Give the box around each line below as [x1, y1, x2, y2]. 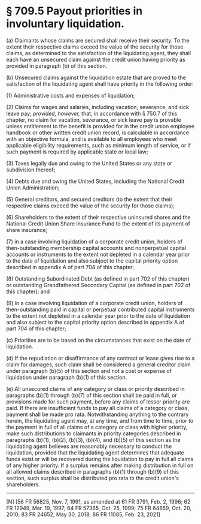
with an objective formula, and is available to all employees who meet [6, 135, 178, 142]
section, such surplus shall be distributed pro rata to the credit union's [6, 474, 179, 481]
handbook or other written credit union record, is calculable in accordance [6, 129, 190, 136]
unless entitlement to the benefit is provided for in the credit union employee [6, 122, 195, 130]
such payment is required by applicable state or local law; [6, 148, 148, 155]
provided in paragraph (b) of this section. [6, 62, 108, 70]
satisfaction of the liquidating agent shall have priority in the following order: [6, 80, 194, 88]
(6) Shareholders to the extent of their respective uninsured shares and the [6, 213, 191, 221]
